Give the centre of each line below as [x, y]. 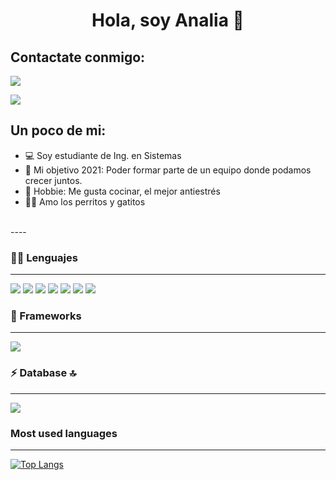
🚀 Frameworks [46, 316]
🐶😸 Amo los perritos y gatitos [85, 201]
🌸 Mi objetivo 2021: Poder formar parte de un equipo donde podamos [168, 170]
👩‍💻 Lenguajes [44, 257]
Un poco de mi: [58, 130]
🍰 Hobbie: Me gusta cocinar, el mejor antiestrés [122, 191]
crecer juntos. [53, 180]
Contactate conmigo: [78, 57]
